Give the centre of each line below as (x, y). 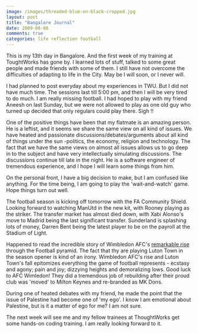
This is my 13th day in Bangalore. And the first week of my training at (89, 56)
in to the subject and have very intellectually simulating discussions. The (94, 154)
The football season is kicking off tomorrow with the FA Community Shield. (97, 202)
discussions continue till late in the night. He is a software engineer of (90, 160)
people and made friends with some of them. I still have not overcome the (95, 68)
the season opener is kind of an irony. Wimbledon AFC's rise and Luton (93, 257)
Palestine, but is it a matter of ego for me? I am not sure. (74, 306)
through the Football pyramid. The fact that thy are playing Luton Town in (95, 250)
